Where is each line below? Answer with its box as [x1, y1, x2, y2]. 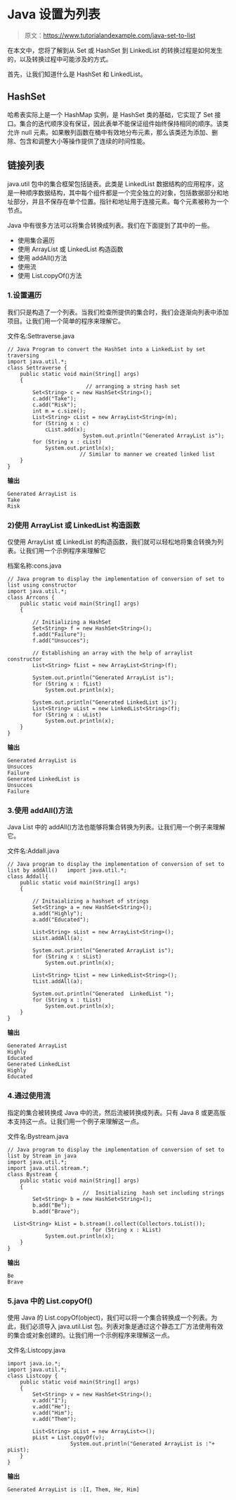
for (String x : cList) [32, 438, 102, 445]
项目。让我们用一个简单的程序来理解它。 [7, 317, 124, 325]
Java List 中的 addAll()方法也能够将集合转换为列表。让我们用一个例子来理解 [7, 823, 226, 831]
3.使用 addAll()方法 [7, 805, 73, 815]
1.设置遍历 [7, 291, 42, 300]
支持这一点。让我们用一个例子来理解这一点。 [13, 1117, 143, 1126]
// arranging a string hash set [85, 382, 181, 390]
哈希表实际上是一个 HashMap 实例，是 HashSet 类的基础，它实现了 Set [7, 110, 214, 118]
